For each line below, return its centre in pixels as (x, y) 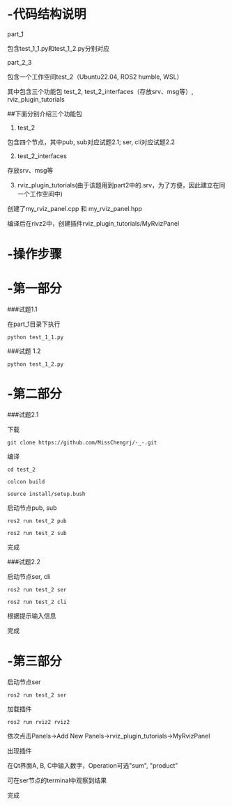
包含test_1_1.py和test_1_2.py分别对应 (59, 48)
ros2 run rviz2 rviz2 (39, 722)
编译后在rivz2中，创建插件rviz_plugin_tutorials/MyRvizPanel (93, 223)
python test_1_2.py (36, 364)
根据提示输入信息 (32, 616)
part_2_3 (20, 62)
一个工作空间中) (40, 194)
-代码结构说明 (47, 14)
